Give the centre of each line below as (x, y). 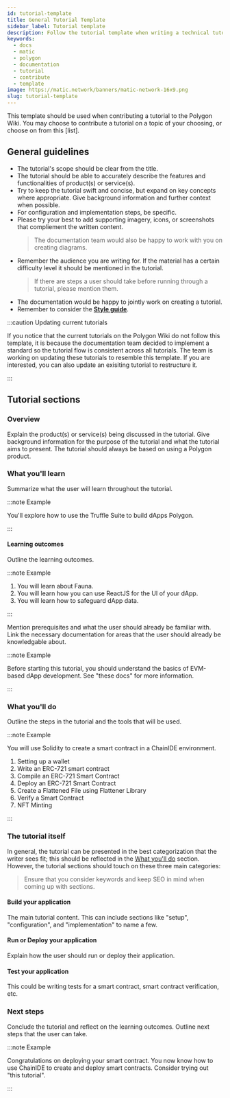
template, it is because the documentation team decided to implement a (108, 343)
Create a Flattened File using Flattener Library (81, 791)
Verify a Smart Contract (50, 798)
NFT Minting (35, 805)
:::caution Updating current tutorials (57, 322)
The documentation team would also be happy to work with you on (128, 240)
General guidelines (48, 152)
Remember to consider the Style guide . (73, 309)
